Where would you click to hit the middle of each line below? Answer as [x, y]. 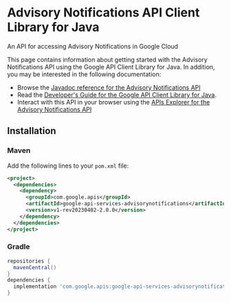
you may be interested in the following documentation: [84, 74]
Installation [32, 131]
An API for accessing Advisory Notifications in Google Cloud [93, 46]
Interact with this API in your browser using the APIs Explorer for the [113, 102]
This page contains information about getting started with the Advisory [107, 59]
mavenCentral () [35, 267]
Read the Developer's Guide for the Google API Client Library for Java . [117, 95]
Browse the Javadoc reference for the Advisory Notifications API [109, 87]
